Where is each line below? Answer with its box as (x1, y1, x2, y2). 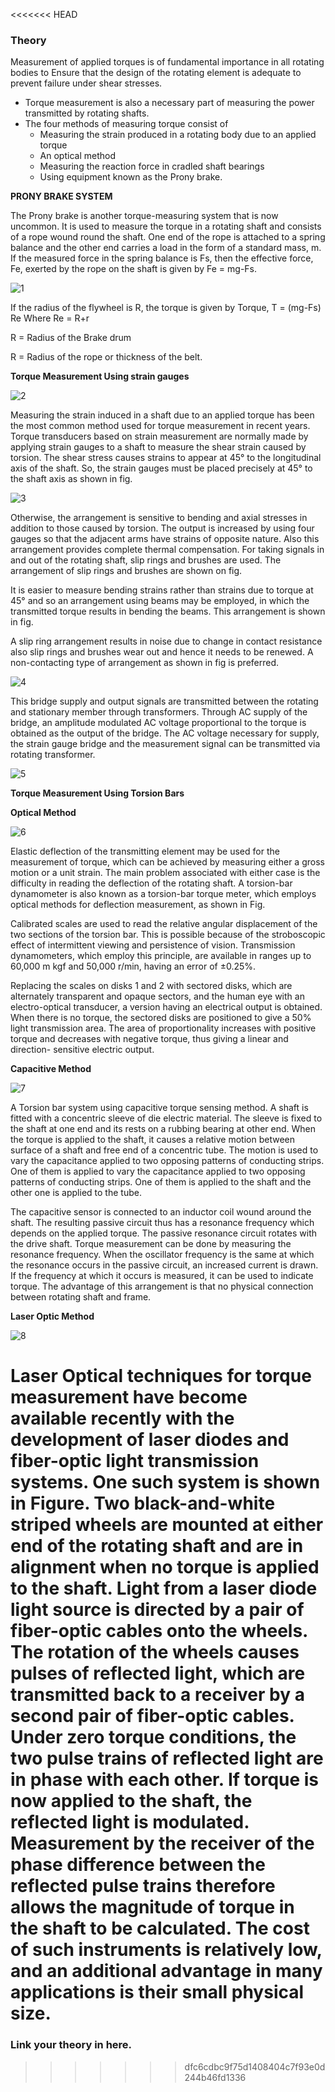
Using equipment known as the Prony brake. (39, 171, 223, 183)
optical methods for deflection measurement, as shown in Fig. (10, 899, 266, 911)
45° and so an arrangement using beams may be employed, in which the (10, 595, 310, 607)
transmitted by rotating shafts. (24, 107, 150, 119)
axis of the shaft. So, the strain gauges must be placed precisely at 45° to (10, 462, 313, 474)
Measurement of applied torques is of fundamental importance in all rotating (10, 56, 325, 68)
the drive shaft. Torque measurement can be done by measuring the (10, 1238, 292, 1250)
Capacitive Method (10, 1063, 92, 1075)
